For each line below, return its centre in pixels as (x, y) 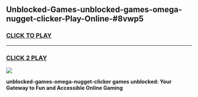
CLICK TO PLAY (29, 36)
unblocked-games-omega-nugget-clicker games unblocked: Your (89, 81)
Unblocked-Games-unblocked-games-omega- (94, 10)
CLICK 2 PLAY (27, 58)
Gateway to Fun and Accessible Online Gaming (65, 88)
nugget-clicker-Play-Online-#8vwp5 (75, 19)
